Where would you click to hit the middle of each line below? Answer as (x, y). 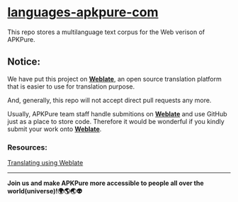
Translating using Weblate (45, 163)
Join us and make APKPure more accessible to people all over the (106, 183)
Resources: (27, 147)
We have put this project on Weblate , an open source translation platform (114, 79)
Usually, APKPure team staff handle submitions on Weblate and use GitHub (118, 113)
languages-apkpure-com (83, 12)
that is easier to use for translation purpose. (71, 86)
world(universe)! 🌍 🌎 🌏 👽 (45, 191)
